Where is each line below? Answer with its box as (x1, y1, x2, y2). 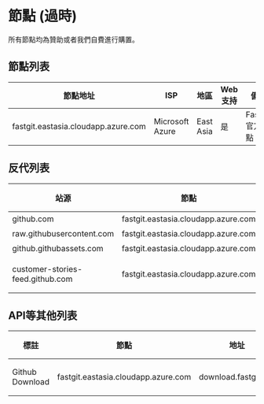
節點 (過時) (8, 7, 77, 25)
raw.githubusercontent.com (12, 228, 115, 239)
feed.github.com (12, 273, 73, 284)
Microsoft (153, 116, 189, 127)
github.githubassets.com (12, 243, 104, 254)
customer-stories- (12, 263, 82, 274)
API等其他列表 (8, 309, 78, 322)
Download (12, 376, 49, 387)
